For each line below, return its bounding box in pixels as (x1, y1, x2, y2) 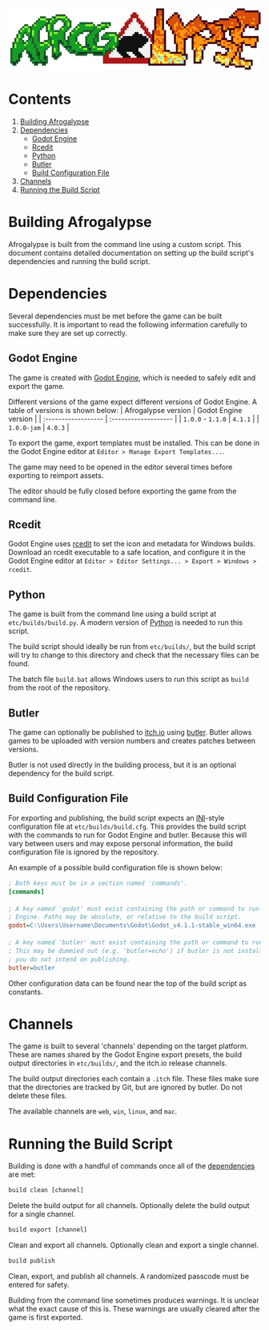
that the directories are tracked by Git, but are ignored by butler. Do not (8, 1082, 243, 1093)
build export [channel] (8, 1226, 88, 1234)
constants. (8, 987, 43, 996)
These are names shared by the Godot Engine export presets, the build (8, 1050, 243, 1060)
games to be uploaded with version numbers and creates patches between (8, 736, 256, 746)
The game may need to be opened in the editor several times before (8, 462, 233, 472)
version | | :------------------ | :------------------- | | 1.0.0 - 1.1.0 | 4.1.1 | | (8, 414, 260, 424)
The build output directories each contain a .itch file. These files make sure (8, 1074, 259, 1084)
